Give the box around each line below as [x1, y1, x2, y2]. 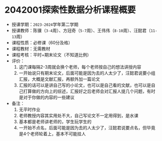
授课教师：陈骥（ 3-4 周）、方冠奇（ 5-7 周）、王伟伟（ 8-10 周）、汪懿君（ [11, 27, 151, 33]
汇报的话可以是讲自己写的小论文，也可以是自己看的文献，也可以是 [18, 82, 151, 88]
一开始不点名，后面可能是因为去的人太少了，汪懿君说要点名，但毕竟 [18, 124, 156, 130]
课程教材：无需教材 [11, 46, 51, 52]
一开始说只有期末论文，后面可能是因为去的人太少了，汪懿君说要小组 [18, 70, 156, 76]
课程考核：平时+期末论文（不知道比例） [11, 52, 92, 57]
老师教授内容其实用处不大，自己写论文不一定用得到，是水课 [18, 112, 139, 118]
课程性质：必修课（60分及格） [11, 39, 73, 45]
